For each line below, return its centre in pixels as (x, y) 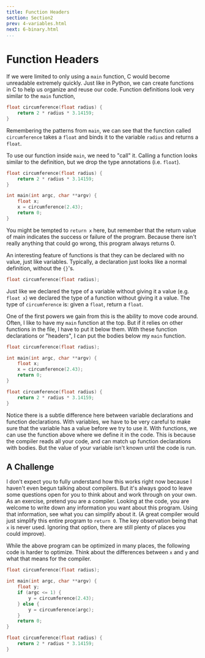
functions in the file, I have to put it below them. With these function (92, 329)
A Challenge (30, 467)
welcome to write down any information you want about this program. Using (102, 508)
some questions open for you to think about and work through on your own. (102, 495)
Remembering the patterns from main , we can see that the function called (99, 130)
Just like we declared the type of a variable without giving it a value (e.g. (98, 291)
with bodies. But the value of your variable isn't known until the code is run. (101, 447)
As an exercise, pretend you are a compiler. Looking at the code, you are (98, 501)
